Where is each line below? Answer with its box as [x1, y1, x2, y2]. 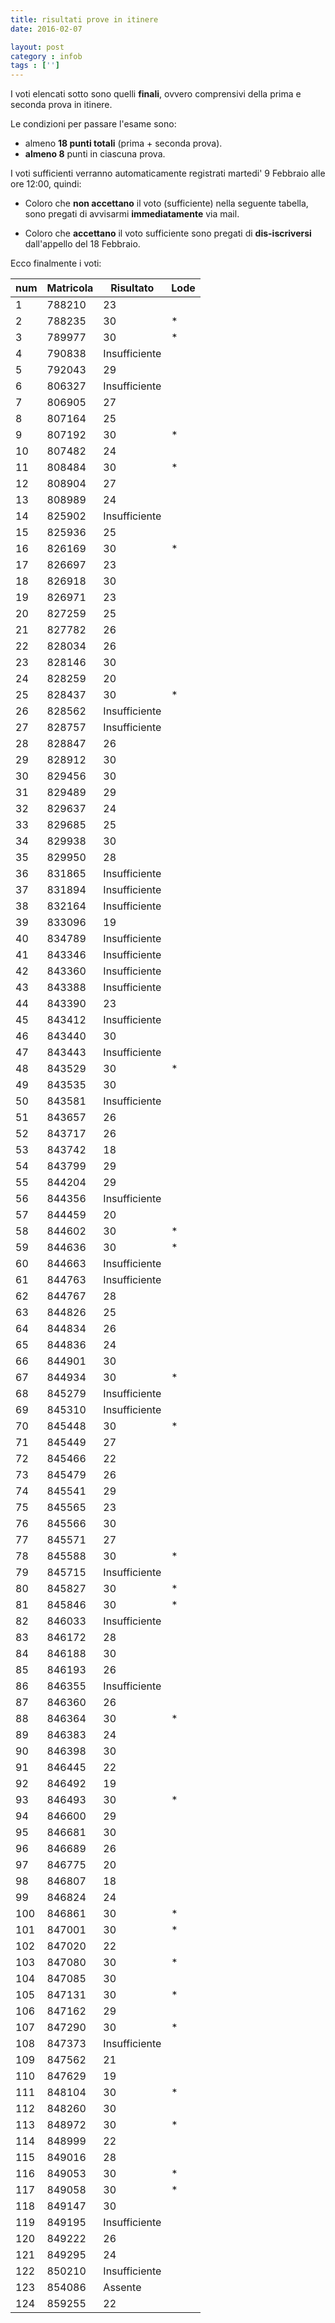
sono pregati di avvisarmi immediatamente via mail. [24, 208, 240, 220]
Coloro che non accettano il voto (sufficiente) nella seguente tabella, [24, 197, 309, 210]
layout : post [10, 42, 65, 52]
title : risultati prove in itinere [10, 14, 159, 25]
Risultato [110, 281, 155, 295]
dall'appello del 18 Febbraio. [24, 238, 141, 250]
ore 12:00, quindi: [10, 178, 82, 190]
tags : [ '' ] [10, 61, 60, 71]
